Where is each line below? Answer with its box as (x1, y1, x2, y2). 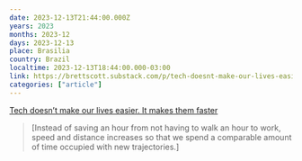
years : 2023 (9, 22, 54, 31)
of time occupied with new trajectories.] (31, 141, 180, 152)
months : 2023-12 (9, 30, 70, 39)
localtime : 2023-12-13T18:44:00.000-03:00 (9, 64, 171, 73)
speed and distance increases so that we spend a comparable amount (31, 131, 292, 142)
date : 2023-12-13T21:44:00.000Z (9, 13, 130, 22)
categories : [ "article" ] (9, 80, 102, 89)
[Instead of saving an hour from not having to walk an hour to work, (31, 122, 281, 133)
